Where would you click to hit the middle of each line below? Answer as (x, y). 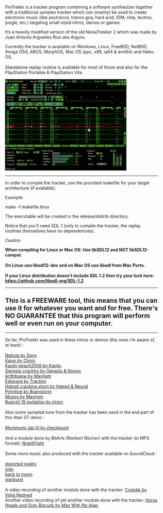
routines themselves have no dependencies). (50, 231)
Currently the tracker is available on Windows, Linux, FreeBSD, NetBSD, (76, 46)
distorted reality (21, 464)
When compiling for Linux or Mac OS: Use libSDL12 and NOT (67, 250)
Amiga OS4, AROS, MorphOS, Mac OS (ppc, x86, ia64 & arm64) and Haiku (80, 52)
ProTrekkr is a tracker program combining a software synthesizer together (79, 7)
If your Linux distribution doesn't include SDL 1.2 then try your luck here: (80, 275)
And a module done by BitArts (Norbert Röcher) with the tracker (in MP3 (77, 438)
